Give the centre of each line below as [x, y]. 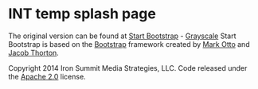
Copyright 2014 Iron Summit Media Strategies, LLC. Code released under [128, 68]
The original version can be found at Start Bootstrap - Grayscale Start [122, 36]
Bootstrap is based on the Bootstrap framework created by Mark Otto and [129, 44]
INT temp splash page [82, 14]
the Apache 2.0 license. [47, 76]
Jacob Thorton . [34, 52]
